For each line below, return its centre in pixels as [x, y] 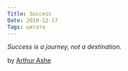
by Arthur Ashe [29, 60]
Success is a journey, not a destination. [64, 47]
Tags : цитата [26, 27]
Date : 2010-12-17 [33, 20]
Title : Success [30, 14]
